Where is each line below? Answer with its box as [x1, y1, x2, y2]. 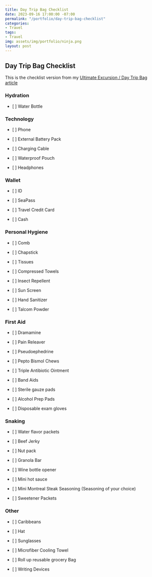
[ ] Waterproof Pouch [12, 155, 55, 161]
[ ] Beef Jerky [12, 438, 40, 444]
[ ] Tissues [12, 259, 34, 264]
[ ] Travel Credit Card [12, 207, 55, 213]
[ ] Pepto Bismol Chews [12, 358, 59, 364]
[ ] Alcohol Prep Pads [12, 396, 55, 402]
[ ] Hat [12, 528, 25, 534]
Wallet [5, 177, 21, 184]
